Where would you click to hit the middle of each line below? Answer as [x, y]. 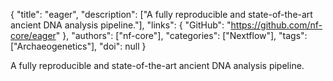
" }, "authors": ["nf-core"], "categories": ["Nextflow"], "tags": [181, 35]
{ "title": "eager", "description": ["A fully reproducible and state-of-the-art [161, 14]
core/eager [33, 35]
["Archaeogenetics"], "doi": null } [78, 46]
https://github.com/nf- [276, 25]
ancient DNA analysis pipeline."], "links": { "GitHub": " [121, 25]
